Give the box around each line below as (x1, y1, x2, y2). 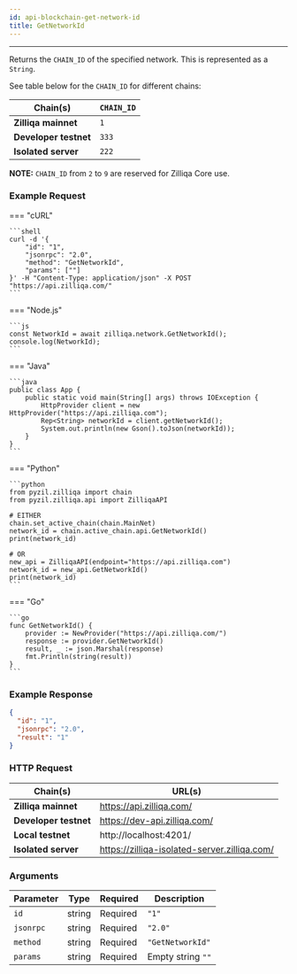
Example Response (9, 688, 94, 700)
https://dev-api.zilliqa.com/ (99, 814, 214, 826)
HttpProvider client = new (41, 400, 141, 410)
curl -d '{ (9, 235, 49, 243)
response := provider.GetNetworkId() (25, 637, 164, 645)
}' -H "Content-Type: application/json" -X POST (9, 274, 192, 282)
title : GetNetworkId (9, 21, 86, 30)
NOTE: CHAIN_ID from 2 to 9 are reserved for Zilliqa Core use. (9, 167, 230, 178)
